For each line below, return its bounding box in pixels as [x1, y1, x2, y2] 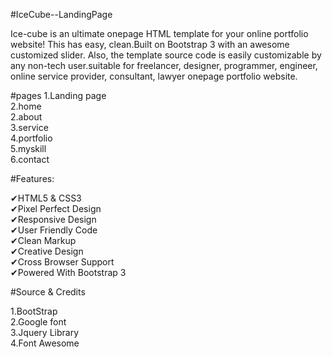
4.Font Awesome [10, 337, 80, 349]
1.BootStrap [10, 305, 58, 317]
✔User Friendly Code [10, 224, 98, 236]
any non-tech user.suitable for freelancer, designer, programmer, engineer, [10, 60, 318, 71]
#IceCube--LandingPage [10, 9, 113, 20]
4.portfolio [10, 132, 53, 144]
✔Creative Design [10, 245, 84, 257]
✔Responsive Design [10, 214, 97, 225]
